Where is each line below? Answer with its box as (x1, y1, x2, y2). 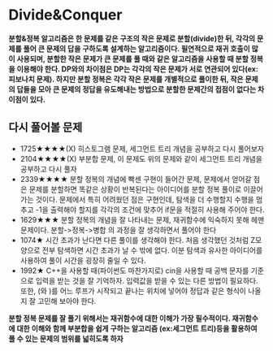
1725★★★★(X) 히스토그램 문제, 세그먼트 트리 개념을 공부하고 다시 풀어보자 (19, 144, 264, 154)
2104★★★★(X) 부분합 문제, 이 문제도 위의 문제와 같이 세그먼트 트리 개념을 (19, 154, 262, 163)
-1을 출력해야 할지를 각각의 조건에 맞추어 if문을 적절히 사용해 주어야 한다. (35, 205, 266, 214)
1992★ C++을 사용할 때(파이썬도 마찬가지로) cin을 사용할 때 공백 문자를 (19, 266, 249, 275)
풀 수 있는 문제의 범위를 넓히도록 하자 (8, 333, 123, 343)
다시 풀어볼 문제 (8, 120, 83, 135)
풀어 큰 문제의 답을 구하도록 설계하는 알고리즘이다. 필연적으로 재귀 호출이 (23, 43, 250, 54)
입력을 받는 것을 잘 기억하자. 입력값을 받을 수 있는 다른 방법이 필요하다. (35, 275, 258, 285)
